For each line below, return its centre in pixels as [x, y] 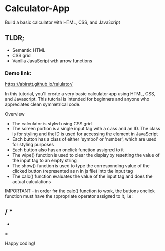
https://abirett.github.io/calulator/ [39, 84]
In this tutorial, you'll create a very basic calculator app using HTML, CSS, [80, 94]
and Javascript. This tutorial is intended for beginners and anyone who [77, 99]
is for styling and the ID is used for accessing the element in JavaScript [85, 134]
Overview [15, 114]
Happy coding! [20, 243]
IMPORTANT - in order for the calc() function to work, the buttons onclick [80, 191]
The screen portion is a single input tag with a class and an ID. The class [86, 129]
